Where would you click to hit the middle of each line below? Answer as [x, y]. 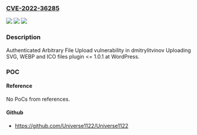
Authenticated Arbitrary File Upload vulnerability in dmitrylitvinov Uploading [99, 50]
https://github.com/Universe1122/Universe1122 [72, 126]
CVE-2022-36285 [33, 8]
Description [23, 37]
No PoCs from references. [38, 99]
